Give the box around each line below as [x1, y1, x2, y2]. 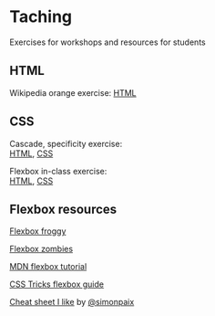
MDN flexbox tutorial [9, 261, 87, 272]
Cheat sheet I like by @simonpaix [9, 297, 135, 308]
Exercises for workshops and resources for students [9, 37, 207, 47]
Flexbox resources [9, 201, 118, 216]
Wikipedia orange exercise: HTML [9, 87, 137, 98]
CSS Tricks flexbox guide [9, 279, 105, 290]
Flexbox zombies [9, 244, 74, 255]
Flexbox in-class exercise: [9, 165, 107, 176]
